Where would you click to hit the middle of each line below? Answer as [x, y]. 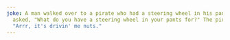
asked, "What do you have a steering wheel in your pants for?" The [113, 20]
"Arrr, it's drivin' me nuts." [57, 26]
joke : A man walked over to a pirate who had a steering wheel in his [110, 13]
